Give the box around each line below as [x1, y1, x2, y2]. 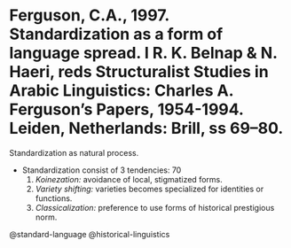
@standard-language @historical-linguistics [9, 229, 170, 239]
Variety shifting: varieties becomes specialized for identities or [35, 183, 264, 194]
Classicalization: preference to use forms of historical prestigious [35, 202, 275, 213]
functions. [35, 192, 73, 204]
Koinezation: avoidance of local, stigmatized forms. [35, 174, 224, 184]
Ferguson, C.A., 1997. [9, 5, 170, 26]
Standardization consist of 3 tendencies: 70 [21, 165, 182, 175]
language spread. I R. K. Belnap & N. [9, 43, 278, 63]
